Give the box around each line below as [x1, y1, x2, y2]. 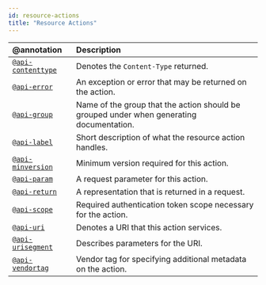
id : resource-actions [8, 11, 80, 20]
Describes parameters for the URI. [76, 237, 203, 249]
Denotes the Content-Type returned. [76, 60, 208, 71]
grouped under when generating [76, 108, 197, 120]
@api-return [12, 187, 58, 196]
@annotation [12, 44, 63, 55]
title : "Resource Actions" [8, 19, 97, 27]
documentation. [76, 119, 135, 130]
